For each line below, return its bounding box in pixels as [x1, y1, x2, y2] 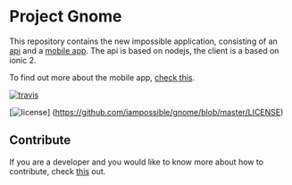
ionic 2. [9, 55, 37, 65]
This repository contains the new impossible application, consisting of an [9, 36, 279, 46]
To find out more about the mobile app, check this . [9, 71, 196, 82]
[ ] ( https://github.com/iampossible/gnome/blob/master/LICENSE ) [9, 106, 284, 117]
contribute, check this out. [9, 165, 106, 176]
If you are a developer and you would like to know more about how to [9, 156, 264, 167]
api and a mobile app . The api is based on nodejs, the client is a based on [9, 45, 279, 55]
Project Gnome [9, 6, 122, 27]
